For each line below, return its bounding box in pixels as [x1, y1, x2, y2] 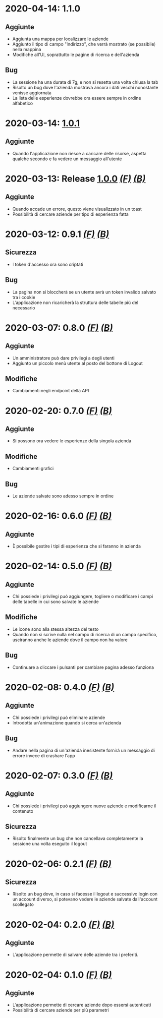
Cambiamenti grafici [12, 466, 54, 472]
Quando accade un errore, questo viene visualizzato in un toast [12, 206, 142, 212]
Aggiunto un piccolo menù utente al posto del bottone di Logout [12, 360, 143, 366]
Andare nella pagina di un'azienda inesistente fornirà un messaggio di [12, 747, 155, 753]
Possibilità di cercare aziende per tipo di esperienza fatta [12, 211, 129, 217]
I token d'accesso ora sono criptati [12, 261, 83, 267]
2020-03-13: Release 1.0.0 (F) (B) [5, 173, 146, 184]
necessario [12, 304, 36, 310]
